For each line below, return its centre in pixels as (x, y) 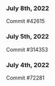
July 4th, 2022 (28, 65)
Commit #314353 (27, 49)
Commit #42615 (26, 21)
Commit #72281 (25, 78)
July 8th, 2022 (27, 8)
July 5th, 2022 (27, 37)
